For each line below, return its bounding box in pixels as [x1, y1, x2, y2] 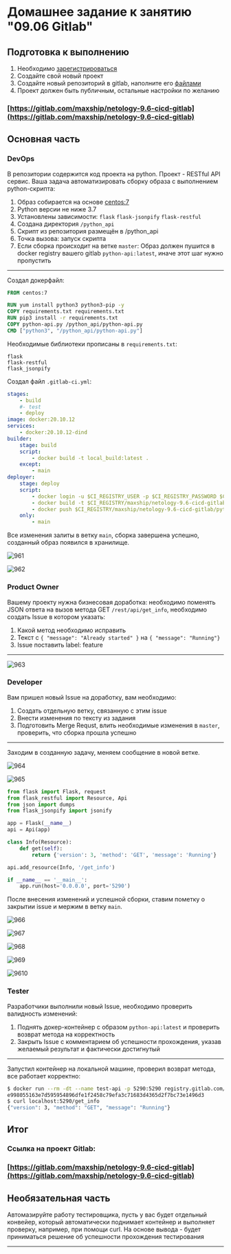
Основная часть [7, 134, 80, 145]
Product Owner [7, 583, 59, 592]
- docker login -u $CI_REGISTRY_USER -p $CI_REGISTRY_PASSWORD [32, 493, 217, 500]
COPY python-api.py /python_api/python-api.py [7, 321, 143, 328]
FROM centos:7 [7, 289, 48, 296]
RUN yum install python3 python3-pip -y [7, 302, 125, 309]
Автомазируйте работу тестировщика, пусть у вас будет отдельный [7, 1211, 208, 1219]
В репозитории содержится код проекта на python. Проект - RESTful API [7, 169, 221, 178]
